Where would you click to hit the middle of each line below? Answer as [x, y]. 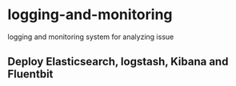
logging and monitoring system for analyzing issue [91, 37]
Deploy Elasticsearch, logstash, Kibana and [118, 62]
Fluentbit [30, 74]
